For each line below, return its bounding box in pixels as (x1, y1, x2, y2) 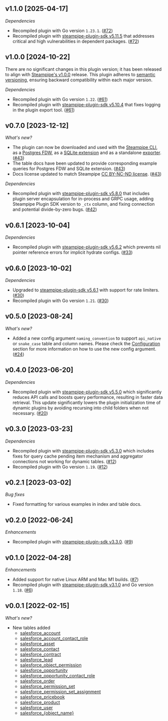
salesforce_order (20, 678, 55, 684)
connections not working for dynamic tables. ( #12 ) (12, 458, 117, 464)
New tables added (12, 625, 51, 631)
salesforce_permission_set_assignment (20, 688, 101, 694)
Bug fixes (5, 492, 25, 498)
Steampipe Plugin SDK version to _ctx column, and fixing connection (12, 201, 155, 207)
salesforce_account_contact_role (20, 635, 88, 641)
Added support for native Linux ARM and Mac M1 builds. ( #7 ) (12, 576, 139, 582)
